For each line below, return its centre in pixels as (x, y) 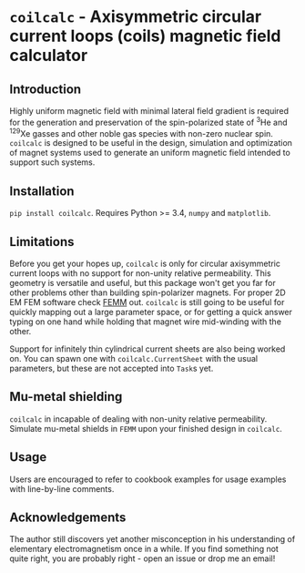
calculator (49, 56)
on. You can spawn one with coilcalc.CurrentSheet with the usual (134, 358)
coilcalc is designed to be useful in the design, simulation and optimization (151, 143)
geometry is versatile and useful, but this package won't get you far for (142, 282)
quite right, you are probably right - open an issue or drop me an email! (142, 558)
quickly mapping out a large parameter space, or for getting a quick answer (151, 312)
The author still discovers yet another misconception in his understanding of (152, 539)
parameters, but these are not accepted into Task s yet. (112, 368)
